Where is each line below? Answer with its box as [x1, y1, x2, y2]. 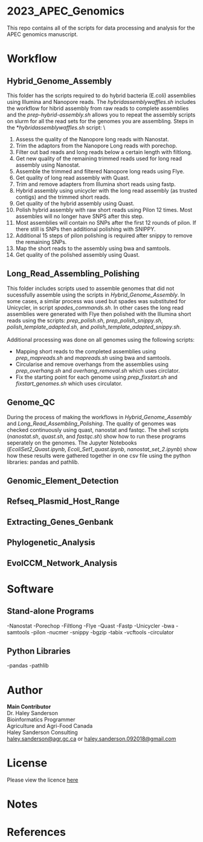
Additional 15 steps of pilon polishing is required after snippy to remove [15, 231, 193, 239]
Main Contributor [7, 703, 51, 710]
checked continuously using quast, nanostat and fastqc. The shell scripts [7, 426, 189, 433]
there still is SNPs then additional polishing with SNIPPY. [15, 225, 156, 233]
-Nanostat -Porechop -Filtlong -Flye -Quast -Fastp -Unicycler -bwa [7, 622, 175, 629]
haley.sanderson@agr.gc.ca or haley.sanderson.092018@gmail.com [7, 735, 176, 742]
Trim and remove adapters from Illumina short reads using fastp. [15, 180, 176, 188]
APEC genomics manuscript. [7, 30, 78, 37]
